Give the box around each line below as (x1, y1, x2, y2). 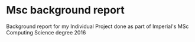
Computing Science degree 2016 (6, 29, 86, 36)
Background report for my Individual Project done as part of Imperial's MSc (6, 23, 189, 30)
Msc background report (6, 3, 125, 17)
